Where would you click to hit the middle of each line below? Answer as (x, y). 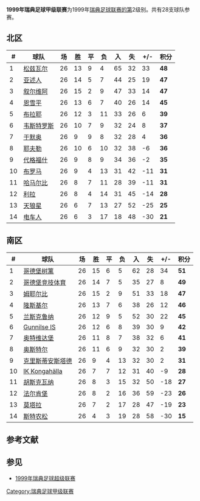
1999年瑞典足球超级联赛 (45, 478)
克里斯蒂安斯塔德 (48, 360)
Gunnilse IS (40, 327)
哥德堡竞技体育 (45, 282)
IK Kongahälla (43, 371)
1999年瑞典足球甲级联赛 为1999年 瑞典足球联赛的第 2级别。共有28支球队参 (98, 9)
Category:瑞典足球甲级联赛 (40, 491)
